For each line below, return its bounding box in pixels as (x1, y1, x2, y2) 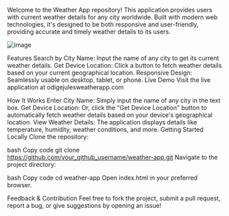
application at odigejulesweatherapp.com (7, 83, 124, 91)
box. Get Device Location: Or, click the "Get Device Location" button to (7, 104, 207, 111)
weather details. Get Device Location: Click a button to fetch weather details (7, 62, 222, 69)
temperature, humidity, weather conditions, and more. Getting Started (7, 126, 204, 133)
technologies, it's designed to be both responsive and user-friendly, (7, 21, 199, 28)
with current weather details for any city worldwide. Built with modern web (7, 13, 218, 21)
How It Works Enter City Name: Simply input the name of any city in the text (7, 96, 221, 105)
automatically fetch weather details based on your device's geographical (7, 111, 213, 119)
